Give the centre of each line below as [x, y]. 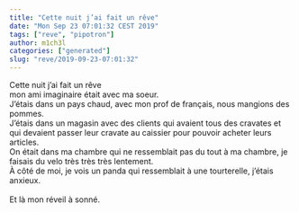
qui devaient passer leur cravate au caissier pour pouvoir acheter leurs [140, 132]
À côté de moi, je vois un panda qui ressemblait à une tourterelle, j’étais [141, 171]
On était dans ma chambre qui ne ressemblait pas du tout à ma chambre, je [149, 152]
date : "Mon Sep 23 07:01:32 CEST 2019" [84, 26]
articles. [24, 142]
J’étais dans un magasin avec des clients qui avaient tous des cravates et [145, 123]
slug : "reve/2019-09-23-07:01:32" [74, 59]
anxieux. [25, 180]
